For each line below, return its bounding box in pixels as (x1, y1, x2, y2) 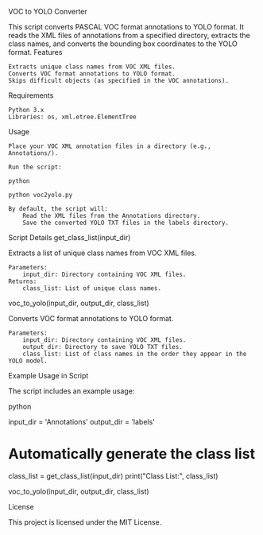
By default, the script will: (8, 205, 109, 213)
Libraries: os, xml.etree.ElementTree (8, 113, 137, 121)
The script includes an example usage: (8, 386, 135, 396)
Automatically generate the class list (8, 445, 256, 463)
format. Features (8, 48, 63, 56)
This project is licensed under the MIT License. (8, 517, 162, 527)
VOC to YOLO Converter (8, 7, 87, 16)
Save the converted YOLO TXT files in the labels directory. (22, 219, 229, 227)
